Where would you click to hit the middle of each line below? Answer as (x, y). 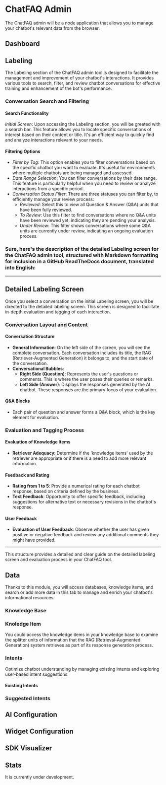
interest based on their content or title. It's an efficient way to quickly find (80, 135)
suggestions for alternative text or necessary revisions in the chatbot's (84, 502)
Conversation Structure (30, 337)
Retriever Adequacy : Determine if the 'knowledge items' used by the (83, 453)
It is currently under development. (40, 777)
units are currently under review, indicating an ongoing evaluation (86, 231)
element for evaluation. (36, 417)
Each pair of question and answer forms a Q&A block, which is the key (84, 412)
